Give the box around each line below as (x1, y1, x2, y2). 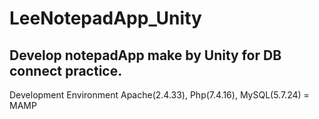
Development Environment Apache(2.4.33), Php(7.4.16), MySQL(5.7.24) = (9, 89, 310, 101)
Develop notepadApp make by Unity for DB (9, 47, 282, 64)
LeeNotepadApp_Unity (9, 7, 202, 30)
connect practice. (9, 62, 123, 79)
